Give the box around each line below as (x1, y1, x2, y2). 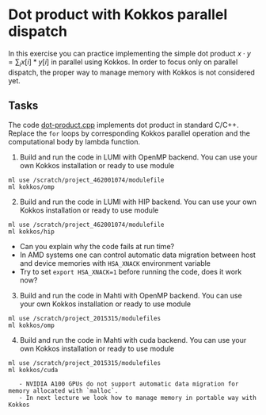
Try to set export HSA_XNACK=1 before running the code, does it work (19, 267, 242, 276)
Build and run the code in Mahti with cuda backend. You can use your (19, 335, 247, 344)
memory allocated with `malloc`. (8, 386, 119, 394)
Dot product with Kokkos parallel (8, 6, 228, 24)
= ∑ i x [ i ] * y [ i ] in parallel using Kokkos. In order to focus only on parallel (8, 57, 238, 68)
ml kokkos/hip (8, 228, 55, 236)
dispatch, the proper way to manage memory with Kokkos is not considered (8, 67, 256, 77)
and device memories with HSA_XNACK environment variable (19, 258, 211, 267)
